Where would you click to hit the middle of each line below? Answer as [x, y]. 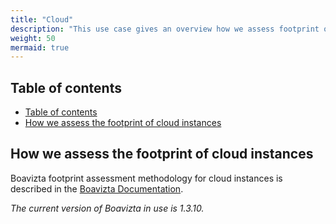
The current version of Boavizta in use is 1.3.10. [107, 208]
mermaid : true [40, 47]
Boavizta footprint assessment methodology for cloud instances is [146, 178]
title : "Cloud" [42, 19]
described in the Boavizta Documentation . [97, 188]
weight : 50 [33, 38]
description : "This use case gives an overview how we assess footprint [165, 29]
